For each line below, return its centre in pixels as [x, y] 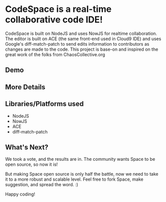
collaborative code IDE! [54, 20]
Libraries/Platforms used [44, 104]
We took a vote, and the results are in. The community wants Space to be [80, 159]
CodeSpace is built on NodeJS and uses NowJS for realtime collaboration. [81, 33]
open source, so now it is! [32, 164]
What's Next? [27, 147]
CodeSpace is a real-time [58, 9]
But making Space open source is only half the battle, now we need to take [82, 174]
